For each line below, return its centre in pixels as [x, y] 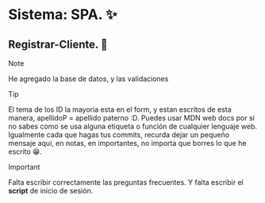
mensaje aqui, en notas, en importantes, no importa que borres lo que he [127, 143]
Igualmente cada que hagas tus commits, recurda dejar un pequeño [119, 135]
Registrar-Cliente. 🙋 [58, 44]
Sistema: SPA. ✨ [63, 15]
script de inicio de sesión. [51, 191]
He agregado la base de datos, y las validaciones [88, 79]
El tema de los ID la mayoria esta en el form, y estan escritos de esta [120, 109]
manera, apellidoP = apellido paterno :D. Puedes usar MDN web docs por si [132, 118]
